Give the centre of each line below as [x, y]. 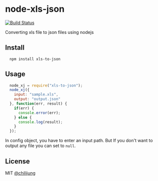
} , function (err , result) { [39, 104]
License [18, 161]
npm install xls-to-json [35, 59]
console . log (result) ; [40, 122]
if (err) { [24, 108]
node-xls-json [35, 9]
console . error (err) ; [39, 113]
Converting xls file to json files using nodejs [49, 32]
